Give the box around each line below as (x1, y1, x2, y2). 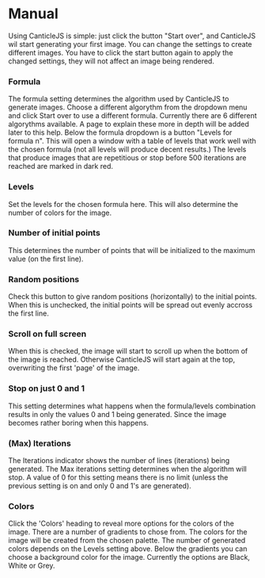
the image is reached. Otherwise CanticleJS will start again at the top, (8, 354, 236, 365)
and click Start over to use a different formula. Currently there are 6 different (8, 111, 257, 121)
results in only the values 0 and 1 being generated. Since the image (8, 409, 227, 419)
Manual (8, 5, 59, 23)
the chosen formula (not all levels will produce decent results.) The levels (8, 144, 247, 155)
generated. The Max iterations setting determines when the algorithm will (8, 465, 247, 474)
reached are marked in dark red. (8, 162, 113, 171)
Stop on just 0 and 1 (8, 383, 85, 394)
